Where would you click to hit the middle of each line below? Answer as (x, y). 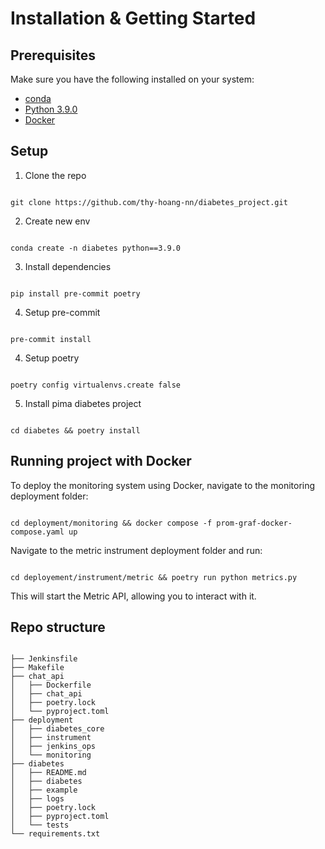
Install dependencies (68, 266)
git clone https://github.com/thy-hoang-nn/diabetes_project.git (149, 202)
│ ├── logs (37, 799)
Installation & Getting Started (133, 18)
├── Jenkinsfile (44, 659)
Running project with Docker (101, 461)
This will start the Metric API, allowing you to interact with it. (133, 596)
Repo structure (58, 627)
